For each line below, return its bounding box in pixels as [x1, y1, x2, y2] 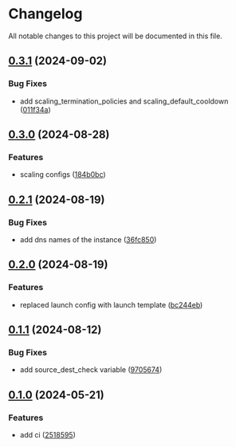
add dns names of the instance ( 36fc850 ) [19, 235, 157, 244]
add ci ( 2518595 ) [19, 430, 76, 440]
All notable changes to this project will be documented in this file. [8, 31, 223, 41]
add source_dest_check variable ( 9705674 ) [19, 365, 163, 374]
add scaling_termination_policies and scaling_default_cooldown [19, 96, 229, 106]
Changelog [8, 5, 83, 23]
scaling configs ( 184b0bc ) [19, 170, 106, 179]
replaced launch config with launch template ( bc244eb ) [19, 300, 203, 309]
